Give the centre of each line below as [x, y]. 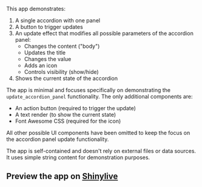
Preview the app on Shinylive [62, 176]
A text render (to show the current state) [66, 115]
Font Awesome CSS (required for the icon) [68, 121]
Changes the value [48, 59]
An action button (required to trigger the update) [76, 108]
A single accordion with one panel [58, 20]
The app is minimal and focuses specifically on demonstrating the [89, 90]
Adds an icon [41, 65]
